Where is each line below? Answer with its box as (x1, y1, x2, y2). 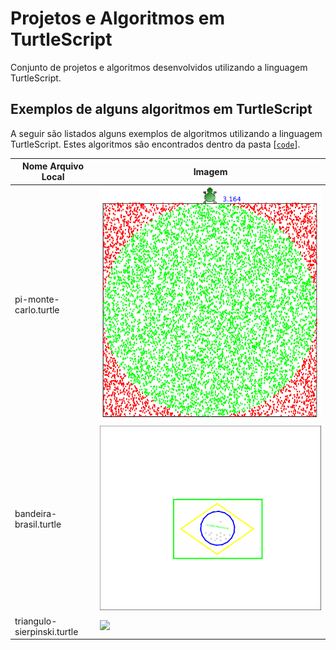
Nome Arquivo (22, 160, 85, 172)
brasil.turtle (14, 518, 62, 531)
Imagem (193, 165, 228, 177)
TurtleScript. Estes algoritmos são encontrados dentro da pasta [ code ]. (10, 138, 301, 150)
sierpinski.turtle (14, 625, 79, 637)
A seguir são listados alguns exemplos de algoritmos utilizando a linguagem (10, 127, 323, 139)
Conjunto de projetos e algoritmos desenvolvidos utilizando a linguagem (10, 61, 308, 73)
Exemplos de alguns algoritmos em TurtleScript (10, 101, 313, 118)
